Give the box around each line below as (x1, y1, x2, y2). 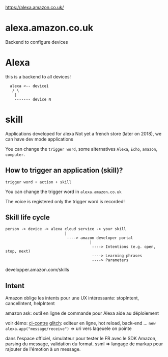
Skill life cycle (5, 213, 50, 222)
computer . (5, 151, 25, 157)
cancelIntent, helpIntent (5, 300, 55, 307)
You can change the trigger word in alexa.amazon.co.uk (5, 188, 122, 195)
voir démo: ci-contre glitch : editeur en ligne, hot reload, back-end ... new (5, 320, 156, 326)
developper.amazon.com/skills (5, 267, 70, 273)
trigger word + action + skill (5, 179, 72, 185)
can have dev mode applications (5, 136, 74, 142)
